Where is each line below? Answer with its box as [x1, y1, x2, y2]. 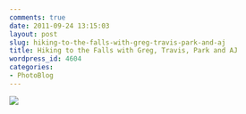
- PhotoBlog [9, 71, 54, 80]
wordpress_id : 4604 [9, 54, 82, 63]
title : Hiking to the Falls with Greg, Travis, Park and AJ [9, 46, 239, 55]
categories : [9, 63, 54, 72]
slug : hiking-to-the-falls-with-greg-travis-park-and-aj [9, 37, 226, 47]
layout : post [9, 29, 58, 38]
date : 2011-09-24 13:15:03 [9, 21, 110, 30]
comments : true [9, 12, 66, 22]
